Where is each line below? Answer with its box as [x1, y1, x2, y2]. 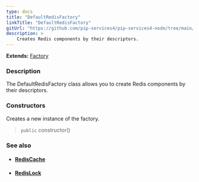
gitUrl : [6, 25, 25, 31]
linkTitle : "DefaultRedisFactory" [6, 19, 92, 25]
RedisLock [14, 169, 41, 176]
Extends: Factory [6, 53, 49, 59]
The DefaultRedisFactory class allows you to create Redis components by [6, 80, 185, 87]
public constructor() [20, 126, 71, 134]
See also [6, 141, 31, 149]
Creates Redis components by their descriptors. [17, 36, 139, 42]
